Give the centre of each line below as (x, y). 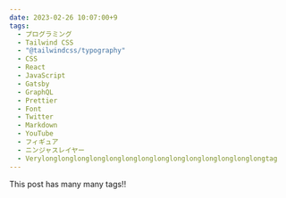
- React (32, 68)
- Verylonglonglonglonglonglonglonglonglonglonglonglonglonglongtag (147, 158)
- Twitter (35, 117)
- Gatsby (34, 84)
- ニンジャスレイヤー (51, 150)
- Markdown (38, 126)
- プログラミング (45, 34)
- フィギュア (38, 142)
